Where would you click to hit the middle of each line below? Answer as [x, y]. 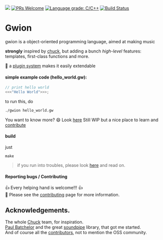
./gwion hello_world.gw [29, 110]
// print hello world [27, 88]
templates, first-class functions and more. [47, 56]
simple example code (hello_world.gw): [46, 77]
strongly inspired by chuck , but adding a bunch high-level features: [73, 51]
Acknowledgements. [37, 210]
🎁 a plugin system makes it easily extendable [50, 66]
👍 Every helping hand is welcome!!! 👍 [44, 188]
